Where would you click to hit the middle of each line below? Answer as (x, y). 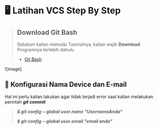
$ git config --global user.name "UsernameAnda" (70, 112)
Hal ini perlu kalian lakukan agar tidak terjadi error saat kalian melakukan (79, 97)
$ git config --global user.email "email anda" (65, 121)
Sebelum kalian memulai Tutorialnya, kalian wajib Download (78, 44)
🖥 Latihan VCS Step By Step (63, 11)
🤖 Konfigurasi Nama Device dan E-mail (66, 84)
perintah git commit (25, 102)
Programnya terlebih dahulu (45, 50)
